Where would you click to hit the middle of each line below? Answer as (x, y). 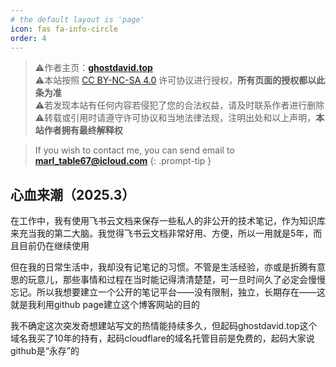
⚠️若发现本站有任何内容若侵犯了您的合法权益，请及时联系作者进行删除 (179, 105)
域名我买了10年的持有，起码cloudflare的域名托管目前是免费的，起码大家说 (162, 338)
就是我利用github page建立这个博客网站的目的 (105, 305)
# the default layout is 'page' (77, 19)
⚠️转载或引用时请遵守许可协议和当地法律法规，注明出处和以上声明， (175, 118)
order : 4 (28, 38)
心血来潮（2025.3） (73, 194)
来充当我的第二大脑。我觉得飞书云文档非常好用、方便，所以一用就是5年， (162, 233)
